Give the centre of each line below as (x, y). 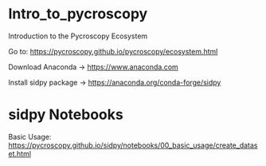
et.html (20, 153)
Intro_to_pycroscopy (78, 14)
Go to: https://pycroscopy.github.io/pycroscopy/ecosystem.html (113, 51)
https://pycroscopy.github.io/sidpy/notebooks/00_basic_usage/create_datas (133, 145)
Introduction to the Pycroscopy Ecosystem (78, 36)
